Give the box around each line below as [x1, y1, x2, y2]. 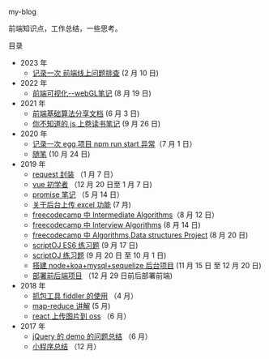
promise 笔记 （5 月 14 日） [32, 190, 124, 199]
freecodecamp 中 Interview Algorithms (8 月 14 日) [32, 220, 201, 229]
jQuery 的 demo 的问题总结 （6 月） [32, 331, 152, 341]
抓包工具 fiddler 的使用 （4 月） [32, 291, 138, 301]
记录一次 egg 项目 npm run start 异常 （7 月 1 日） [32, 139, 197, 148]
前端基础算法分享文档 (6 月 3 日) [32, 109, 140, 118]
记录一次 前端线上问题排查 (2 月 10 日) [32, 68, 160, 78]
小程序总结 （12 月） [32, 342, 101, 351]
